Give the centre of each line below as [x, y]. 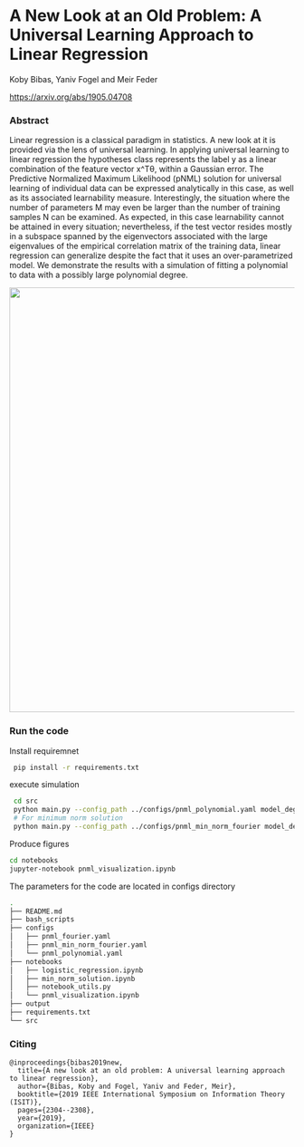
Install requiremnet [44, 751]
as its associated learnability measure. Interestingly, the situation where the [150, 198]
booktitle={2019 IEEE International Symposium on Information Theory [151, 1094]
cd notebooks [34, 860]
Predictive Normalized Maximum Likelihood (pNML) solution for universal [146, 178]
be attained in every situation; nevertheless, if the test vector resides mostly [151, 227]
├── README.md [36, 911]
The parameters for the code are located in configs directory [123, 886]
